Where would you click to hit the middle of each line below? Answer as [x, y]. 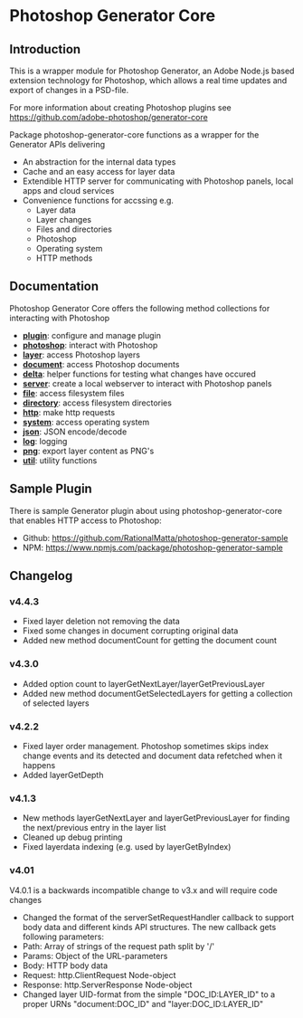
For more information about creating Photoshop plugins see [121, 108]
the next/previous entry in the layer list [94, 828]
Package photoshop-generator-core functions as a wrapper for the [134, 135]
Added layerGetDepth [63, 775]
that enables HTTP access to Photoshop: [85, 520]
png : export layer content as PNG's [88, 451]
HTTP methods [64, 258]
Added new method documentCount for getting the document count [150, 641]
